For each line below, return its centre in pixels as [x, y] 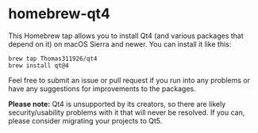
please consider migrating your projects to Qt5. [85, 120]
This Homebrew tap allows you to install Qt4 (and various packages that [126, 36]
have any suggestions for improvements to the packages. [102, 89]
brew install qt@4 [39, 65]
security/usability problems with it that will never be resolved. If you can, [127, 112]
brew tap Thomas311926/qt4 [53, 59]
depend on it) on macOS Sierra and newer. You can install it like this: [120, 44]
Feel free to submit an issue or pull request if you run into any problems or [129, 80]
